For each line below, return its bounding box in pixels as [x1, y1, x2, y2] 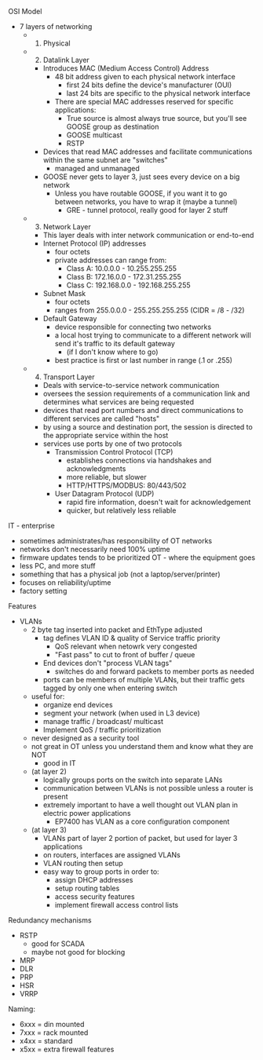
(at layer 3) [31, 825, 67, 835]
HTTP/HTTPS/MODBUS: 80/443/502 [66, 481, 187, 490]
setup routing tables [54, 883, 120, 893]
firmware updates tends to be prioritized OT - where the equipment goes [19, 553, 256, 562]
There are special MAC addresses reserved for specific [54, 97, 234, 106]
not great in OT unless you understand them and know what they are [31, 742, 254, 751]
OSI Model [8, 7, 42, 16]
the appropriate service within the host [42, 431, 169, 440]
